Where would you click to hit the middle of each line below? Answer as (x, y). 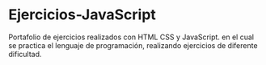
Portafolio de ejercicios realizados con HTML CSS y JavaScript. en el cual (131, 37)
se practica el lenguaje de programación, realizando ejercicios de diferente (133, 45)
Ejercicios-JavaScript (82, 15)
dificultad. (25, 54)
